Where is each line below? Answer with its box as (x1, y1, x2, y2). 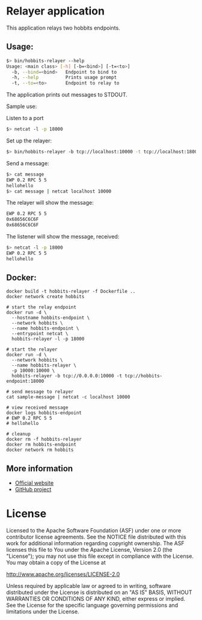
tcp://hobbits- (124, 373, 163, 379)
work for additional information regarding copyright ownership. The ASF (6, 540, 185, 547)
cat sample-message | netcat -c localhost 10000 (6, 394, 130, 400)
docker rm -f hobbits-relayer (6, 436, 82, 443)
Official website (14, 479, 54, 487)
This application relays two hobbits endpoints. (6, 24, 120, 31)
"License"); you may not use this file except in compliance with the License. (6, 552, 194, 560)
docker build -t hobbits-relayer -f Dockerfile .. (6, 289, 136, 295)
